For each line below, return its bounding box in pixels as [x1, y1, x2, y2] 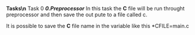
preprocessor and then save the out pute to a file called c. [6, 11, 148, 18]
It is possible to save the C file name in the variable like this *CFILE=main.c [6, 23, 190, 29]
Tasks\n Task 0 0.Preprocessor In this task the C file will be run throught [6, 5, 185, 12]
